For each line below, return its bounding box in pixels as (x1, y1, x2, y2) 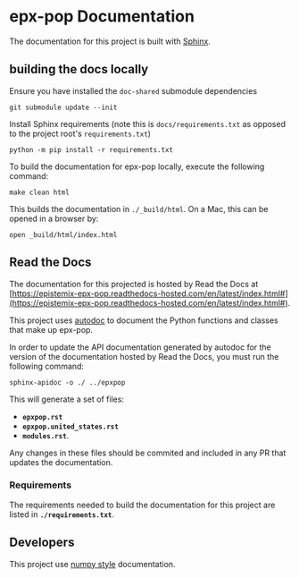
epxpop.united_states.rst (21, 422, 119, 431)
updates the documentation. (9, 456, 113, 467)
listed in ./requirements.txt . (9, 508, 114, 520)
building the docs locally (9, 62, 149, 77)
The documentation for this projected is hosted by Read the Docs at (9, 278, 259, 289)
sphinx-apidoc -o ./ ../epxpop (9, 378, 126, 387)
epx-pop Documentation (9, 6, 195, 27)
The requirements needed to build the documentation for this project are (9, 499, 276, 510)
